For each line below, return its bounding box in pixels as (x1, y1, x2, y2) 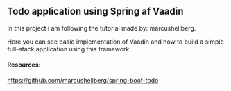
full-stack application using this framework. (7, 44, 132, 53)
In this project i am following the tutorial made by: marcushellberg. (7, 24, 196, 32)
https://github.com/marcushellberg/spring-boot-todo (7, 76, 159, 85)
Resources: (7, 60, 41, 69)
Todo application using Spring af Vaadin (7, 6, 184, 17)
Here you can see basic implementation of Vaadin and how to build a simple (7, 38, 224, 46)
